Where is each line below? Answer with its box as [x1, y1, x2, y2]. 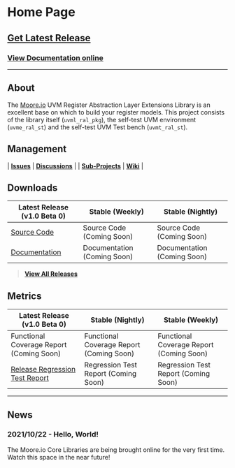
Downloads [7, 182, 58, 193]
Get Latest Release [7, 32, 91, 44]
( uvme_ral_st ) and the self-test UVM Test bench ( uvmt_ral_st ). [7, 123, 188, 131]
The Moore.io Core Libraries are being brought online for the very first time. [7, 445, 225, 454]
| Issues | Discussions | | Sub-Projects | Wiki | [7, 161, 143, 170]
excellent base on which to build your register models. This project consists [7, 108, 225, 116]
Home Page [7, 4, 76, 20]
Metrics [7, 290, 42, 302]
